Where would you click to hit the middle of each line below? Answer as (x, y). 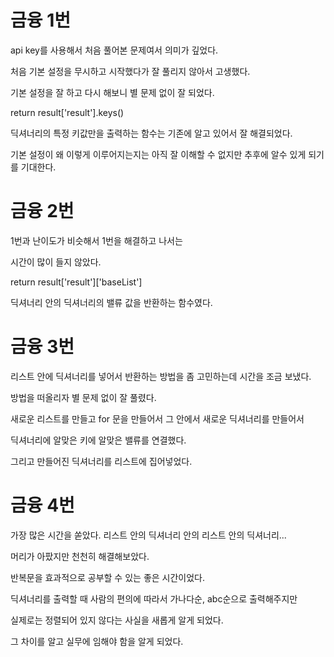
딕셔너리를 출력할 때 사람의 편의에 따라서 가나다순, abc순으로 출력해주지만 (154, 598)
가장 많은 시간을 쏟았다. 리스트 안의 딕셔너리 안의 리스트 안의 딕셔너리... (148, 535)
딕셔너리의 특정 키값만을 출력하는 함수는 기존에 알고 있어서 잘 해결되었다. (151, 133)
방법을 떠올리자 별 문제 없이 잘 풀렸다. (83, 397)
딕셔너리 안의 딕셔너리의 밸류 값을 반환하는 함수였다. (111, 302)
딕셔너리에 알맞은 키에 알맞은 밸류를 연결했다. (98, 440)
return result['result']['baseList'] (76, 282)
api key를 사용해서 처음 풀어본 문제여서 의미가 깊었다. (114, 50)
